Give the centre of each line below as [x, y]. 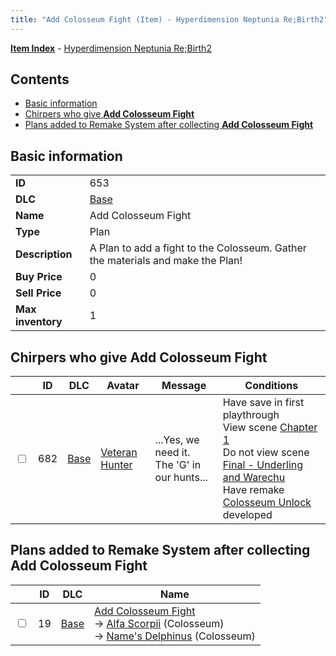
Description [44, 254]
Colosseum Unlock [267, 503]
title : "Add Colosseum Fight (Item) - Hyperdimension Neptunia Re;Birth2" [169, 19]
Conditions [271, 386]
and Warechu [254, 478]
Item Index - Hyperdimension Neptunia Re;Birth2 [111, 48]
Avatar [123, 386]
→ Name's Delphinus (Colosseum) [174, 636]
